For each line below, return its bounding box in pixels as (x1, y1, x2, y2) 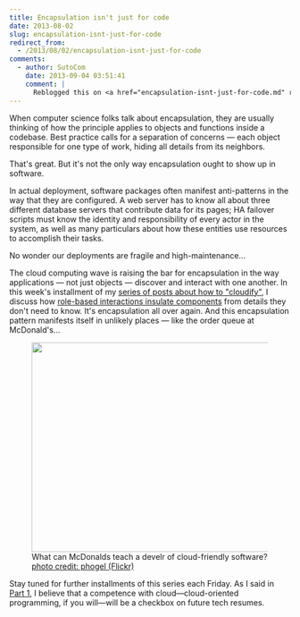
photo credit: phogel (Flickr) (31, 561, 135, 571)
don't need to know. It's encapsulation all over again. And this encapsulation (9, 305, 290, 316)
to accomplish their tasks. (9, 232, 104, 243)
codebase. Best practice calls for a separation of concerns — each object (9, 131, 281, 142)
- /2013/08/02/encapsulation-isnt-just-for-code (17, 46, 202, 55)
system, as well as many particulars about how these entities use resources (9, 223, 287, 233)
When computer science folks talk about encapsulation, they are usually (9, 113, 275, 123)
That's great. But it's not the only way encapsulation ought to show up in (9, 158, 277, 169)
